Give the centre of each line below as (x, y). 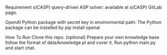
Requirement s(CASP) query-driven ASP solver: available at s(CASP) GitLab (84, 7)
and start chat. (20, 48)
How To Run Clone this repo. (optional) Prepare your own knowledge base (82, 37)
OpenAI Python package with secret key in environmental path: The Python (83, 22)
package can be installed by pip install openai (53, 27)
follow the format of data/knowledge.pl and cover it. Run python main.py (80, 42)
